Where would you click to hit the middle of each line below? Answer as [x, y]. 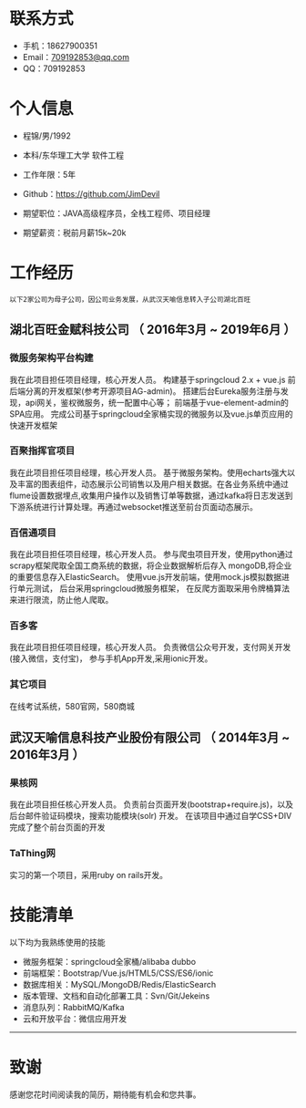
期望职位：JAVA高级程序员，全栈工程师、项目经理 [117, 213]
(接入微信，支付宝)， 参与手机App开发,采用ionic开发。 [111, 658]
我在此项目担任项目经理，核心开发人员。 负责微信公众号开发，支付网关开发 [150, 647]
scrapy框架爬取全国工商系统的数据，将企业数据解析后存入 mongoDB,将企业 [151, 565]
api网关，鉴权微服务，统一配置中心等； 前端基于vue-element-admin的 [157, 402]
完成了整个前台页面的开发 [57, 827]
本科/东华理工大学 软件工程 [73, 155]
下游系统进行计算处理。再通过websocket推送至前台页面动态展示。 [133, 506]
